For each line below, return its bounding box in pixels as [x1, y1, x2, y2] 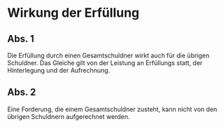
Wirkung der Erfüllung [7, 5, 140, 21]
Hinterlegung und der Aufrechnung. [7, 66, 111, 74]
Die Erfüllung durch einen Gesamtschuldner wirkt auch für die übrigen [7, 51, 210, 59]
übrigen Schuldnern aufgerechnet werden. [7, 112, 130, 120]
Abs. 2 [7, 86, 36, 99]
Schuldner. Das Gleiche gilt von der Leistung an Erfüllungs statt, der [7, 59, 203, 67]
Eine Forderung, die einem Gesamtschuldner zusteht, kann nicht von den [7, 105, 218, 113]
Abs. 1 [7, 33, 35, 45]
